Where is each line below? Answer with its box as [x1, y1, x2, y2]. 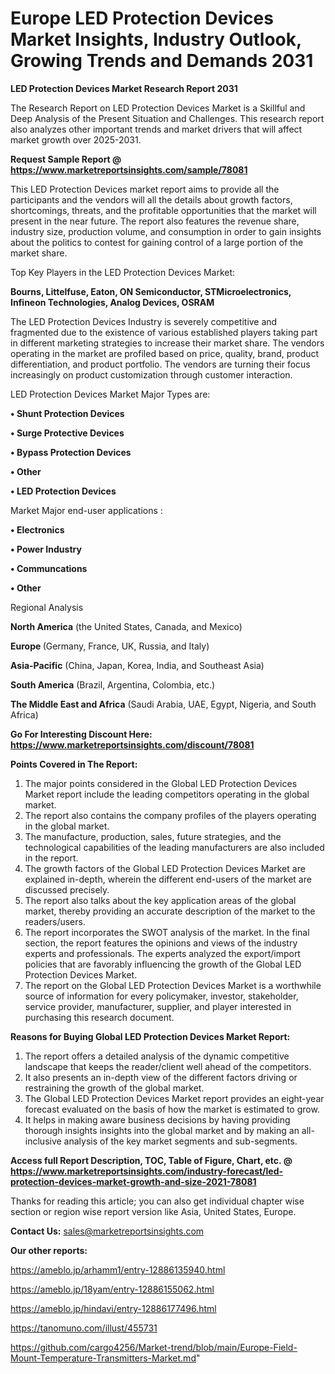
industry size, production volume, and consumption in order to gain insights [10, 225, 322, 237]
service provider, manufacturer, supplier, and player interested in [24, 1000, 292, 1012]
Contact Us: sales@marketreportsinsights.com [10, 1225, 205, 1237]
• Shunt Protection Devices [10, 407, 125, 419]
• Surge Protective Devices [10, 427, 125, 439]
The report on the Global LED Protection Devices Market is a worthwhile [24, 979, 322, 991]
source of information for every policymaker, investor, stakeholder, [24, 990, 299, 1002]
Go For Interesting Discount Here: [10, 728, 153, 740]
